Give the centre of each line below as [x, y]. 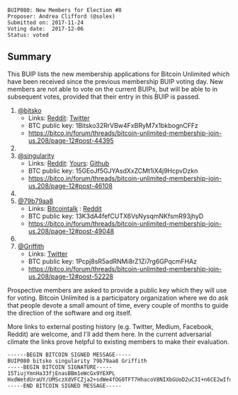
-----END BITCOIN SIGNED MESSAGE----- [64, 386]
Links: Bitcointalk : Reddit [65, 208]
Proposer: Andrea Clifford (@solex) [61, 16]
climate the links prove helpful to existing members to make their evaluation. [118, 342]
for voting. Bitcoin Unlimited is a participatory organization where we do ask [118, 298]
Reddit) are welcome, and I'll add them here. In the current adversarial [109, 334]
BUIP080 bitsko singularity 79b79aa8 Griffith [77, 361]
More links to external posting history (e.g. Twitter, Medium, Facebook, [110, 326]
